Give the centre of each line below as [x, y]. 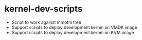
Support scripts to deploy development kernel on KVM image [73, 32]
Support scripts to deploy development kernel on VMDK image [74, 27]
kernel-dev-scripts [44, 9]
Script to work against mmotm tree [46, 22]
